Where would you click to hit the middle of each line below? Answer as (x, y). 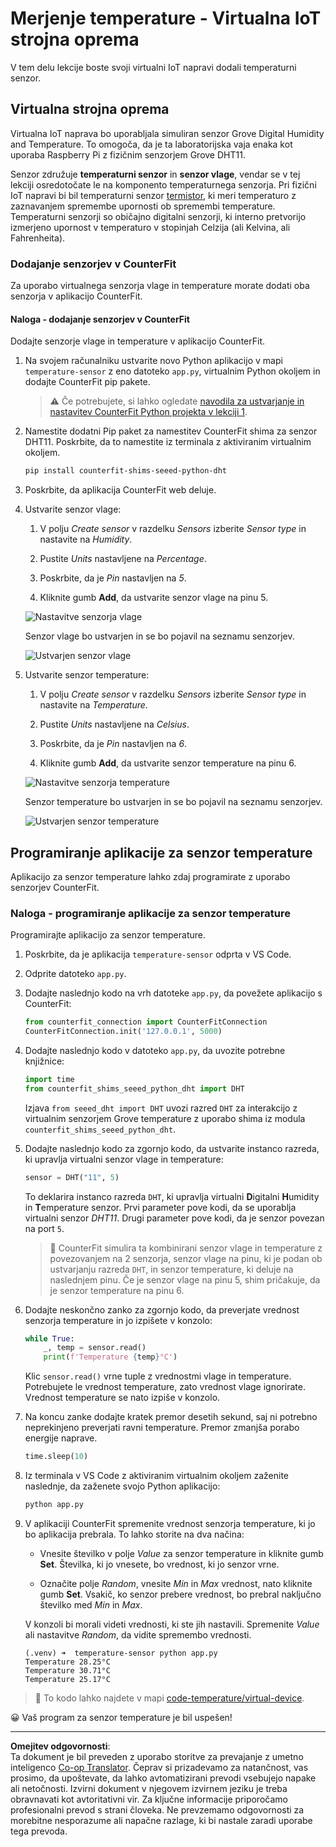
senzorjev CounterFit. (55, 887)
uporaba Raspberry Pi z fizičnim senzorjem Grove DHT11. (128, 154)
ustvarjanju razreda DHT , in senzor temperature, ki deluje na (171, 1269)
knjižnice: (44, 1061)
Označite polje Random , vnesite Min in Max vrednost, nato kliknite (176, 1583)
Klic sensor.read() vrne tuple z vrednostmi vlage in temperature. (158, 1376)
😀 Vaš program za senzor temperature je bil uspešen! (121, 1717)
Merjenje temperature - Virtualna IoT (166, 18)
